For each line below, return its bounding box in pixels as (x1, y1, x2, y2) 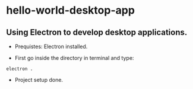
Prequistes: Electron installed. (14, 43, 88, 50)
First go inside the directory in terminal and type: (14, 55, 134, 61)
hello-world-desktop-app (6, 4, 135, 17)
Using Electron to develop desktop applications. (6, 27, 188, 37)
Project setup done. (14, 77, 64, 83)
